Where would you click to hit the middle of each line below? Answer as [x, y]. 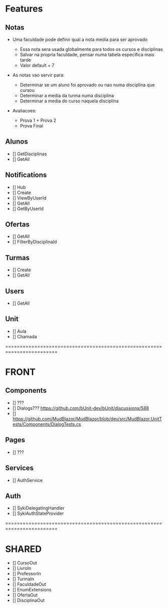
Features [24, 9]
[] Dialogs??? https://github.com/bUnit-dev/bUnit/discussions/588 [81, 408]
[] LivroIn [22, 568]
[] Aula [19, 331]
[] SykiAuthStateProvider [38, 513]
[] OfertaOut [25, 595]
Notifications [26, 175]
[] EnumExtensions [32, 590]
